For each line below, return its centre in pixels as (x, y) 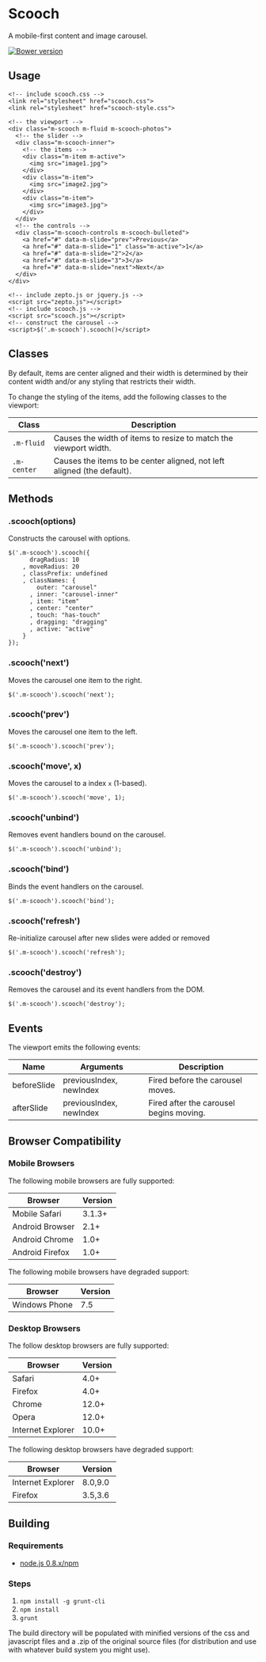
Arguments (102, 1067)
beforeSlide (34, 1085)
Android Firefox (41, 1252)
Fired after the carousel (192, 1103)
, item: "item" (54, 601)
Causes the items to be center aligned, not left (139, 461)
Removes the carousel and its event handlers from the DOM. (106, 989)
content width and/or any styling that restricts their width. (102, 381)
